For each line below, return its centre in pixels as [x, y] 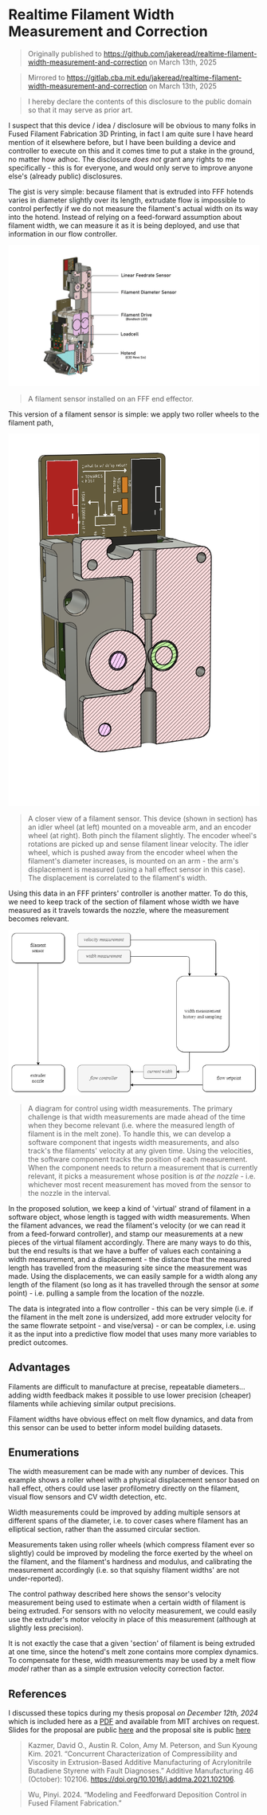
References [37, 1693]
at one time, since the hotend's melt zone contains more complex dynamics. [133, 1652]
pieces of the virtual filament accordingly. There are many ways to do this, [130, 1242]
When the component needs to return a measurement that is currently [143, 1167]
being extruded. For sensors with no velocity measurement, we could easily [133, 1611]
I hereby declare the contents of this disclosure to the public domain [140, 101]
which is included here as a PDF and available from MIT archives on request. [134, 1722]
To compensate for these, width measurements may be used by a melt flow [132, 1660]
